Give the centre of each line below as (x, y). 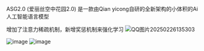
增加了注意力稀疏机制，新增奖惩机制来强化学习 (65, 29)
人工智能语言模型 (28, 16)
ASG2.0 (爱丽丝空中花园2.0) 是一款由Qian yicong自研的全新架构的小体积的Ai (102, 9)
